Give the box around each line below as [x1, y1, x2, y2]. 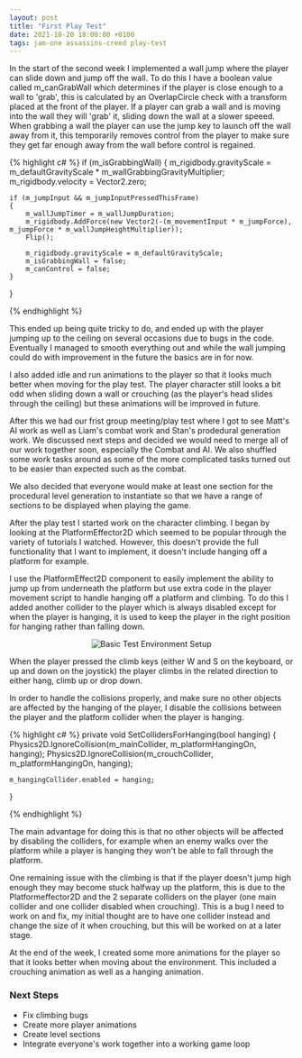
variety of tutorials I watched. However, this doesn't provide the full [9, 537, 260, 548]
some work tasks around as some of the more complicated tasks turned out [9, 454, 291, 465]
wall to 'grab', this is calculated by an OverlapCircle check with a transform [9, 92, 288, 103]
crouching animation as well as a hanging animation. [9, 966, 205, 978]
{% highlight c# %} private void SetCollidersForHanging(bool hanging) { [9, 729, 277, 740]
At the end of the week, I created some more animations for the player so [9, 947, 281, 958]
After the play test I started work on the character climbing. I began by [9, 517, 270, 528]
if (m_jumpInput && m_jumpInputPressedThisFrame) [9, 194, 200, 203]
